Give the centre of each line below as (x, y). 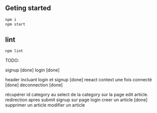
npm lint (14, 51)
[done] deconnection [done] (34, 85)
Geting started (28, 8)
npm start (15, 24)
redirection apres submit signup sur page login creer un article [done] (77, 100)
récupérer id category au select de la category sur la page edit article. (77, 95)
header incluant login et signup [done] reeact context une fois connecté (79, 80)
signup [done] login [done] (32, 70)
